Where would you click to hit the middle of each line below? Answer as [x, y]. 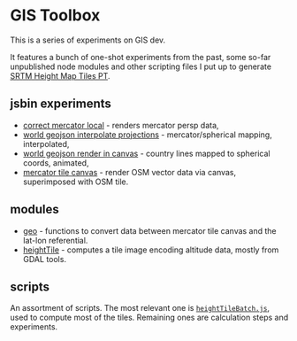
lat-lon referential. [55, 240]
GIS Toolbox [55, 15]
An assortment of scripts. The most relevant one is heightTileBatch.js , [140, 308]
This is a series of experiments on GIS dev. [88, 40]
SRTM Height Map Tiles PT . [60, 75]
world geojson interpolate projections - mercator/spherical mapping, [147, 135]
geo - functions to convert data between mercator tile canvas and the [149, 230]
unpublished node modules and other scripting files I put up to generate [141, 66]
